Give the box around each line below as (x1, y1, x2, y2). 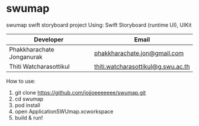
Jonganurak (9, 53, 43, 61)
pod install (14, 101, 40, 108)
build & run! (14, 114, 43, 121)
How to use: (6, 77, 36, 85)
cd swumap (14, 95, 44, 102)
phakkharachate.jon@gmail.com (94, 49, 184, 57)
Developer (33, 35, 64, 43)
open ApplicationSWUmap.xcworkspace (14, 108, 114, 115)
